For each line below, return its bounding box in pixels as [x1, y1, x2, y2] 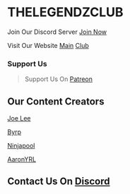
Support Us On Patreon [24, 75, 93, 83]
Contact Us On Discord [7, 176, 110, 188]
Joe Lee [7, 114, 31, 123]
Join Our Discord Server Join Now [7, 28, 107, 36]
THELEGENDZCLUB [7, 4, 124, 20]
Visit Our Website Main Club [7, 41, 90, 49]
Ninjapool [7, 142, 35, 150]
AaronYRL [7, 155, 37, 164]
